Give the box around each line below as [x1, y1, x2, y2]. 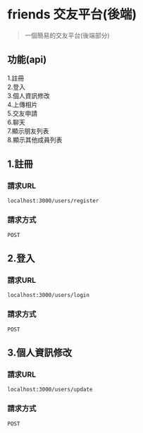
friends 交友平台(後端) [7, 6, 137, 23]
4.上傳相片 [7, 100, 38, 109]
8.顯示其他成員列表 [7, 135, 63, 144]
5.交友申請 [7, 109, 37, 117]
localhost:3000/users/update [7, 386, 93, 394]
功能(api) [7, 54, 47, 66]
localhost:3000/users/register [7, 197, 99, 205]
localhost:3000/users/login [7, 292, 90, 299]
